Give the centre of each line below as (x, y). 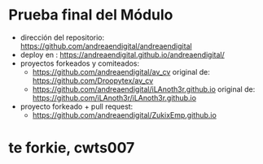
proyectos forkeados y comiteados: (80, 63)
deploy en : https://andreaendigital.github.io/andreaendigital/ (123, 54)
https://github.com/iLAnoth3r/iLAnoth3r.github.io (114, 97)
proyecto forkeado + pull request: (77, 106)
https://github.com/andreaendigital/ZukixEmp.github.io (125, 114)
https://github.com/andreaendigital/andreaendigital (106, 45)
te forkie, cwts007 (72, 148)
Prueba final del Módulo (91, 15)
